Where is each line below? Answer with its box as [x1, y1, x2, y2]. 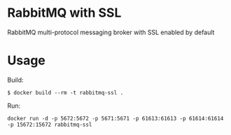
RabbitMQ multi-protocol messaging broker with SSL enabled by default [7, 28, 215, 36]
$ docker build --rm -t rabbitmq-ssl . [7, 89, 124, 96]
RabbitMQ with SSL [7, 5, 122, 21]
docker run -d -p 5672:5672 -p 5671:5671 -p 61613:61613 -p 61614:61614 [7, 115, 224, 122]
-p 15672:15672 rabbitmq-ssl [7, 121, 92, 128]
